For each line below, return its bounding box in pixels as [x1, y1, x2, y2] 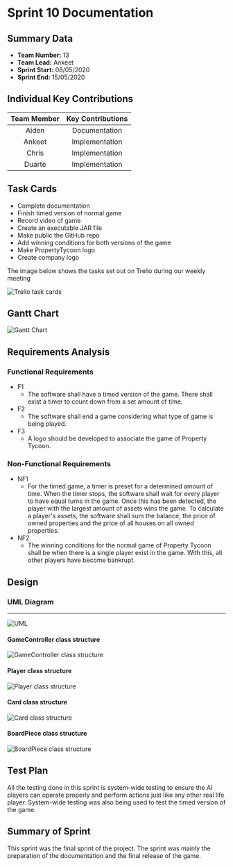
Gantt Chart [7, 308, 59, 320]
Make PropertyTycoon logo [17, 245, 96, 254]
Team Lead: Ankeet [17, 58, 74, 67]
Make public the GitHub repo [17, 231, 100, 239]
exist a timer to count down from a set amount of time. [27, 397, 183, 406]
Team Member [10, 113, 60, 123]
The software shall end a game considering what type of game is [27, 412, 214, 421]
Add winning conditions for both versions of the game [17, 238, 171, 247]
